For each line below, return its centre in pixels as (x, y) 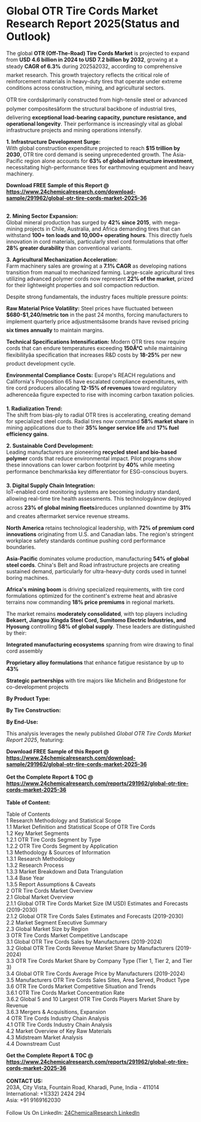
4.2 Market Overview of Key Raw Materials (59, 1031)
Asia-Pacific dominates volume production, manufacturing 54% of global (97, 558)
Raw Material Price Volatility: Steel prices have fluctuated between (90, 308)
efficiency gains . (28, 434)
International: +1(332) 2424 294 (46, 1093)
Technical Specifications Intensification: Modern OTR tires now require (96, 342)
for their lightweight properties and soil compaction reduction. (83, 285)
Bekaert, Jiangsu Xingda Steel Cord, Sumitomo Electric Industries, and (96, 620)
